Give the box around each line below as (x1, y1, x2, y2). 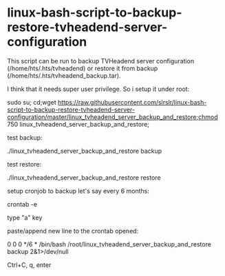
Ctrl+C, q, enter (7, 260, 52, 269)
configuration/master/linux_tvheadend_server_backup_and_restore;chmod (7, 112, 218, 121)
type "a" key (7, 213, 43, 222)
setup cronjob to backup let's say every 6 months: (7, 187, 150, 195)
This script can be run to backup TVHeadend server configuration (7, 56, 195, 65)
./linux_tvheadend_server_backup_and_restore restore (7, 173, 161, 182)
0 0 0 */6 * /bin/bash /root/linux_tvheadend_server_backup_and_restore (7, 240, 212, 248)
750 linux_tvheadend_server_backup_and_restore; (7, 120, 150, 128)
